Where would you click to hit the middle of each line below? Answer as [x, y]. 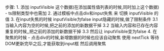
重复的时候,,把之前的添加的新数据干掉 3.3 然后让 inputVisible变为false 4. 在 [81, 31]
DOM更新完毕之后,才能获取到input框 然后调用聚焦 [56, 43]
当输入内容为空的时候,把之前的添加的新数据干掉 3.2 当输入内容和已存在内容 [82, 25]
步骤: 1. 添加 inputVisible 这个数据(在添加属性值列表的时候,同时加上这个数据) [82, 7]
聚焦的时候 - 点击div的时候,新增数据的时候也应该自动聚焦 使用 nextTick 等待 [82, 37]
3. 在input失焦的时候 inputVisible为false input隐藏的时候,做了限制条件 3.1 [84, 19]
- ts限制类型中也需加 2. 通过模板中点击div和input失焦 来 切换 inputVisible [79, 13]
